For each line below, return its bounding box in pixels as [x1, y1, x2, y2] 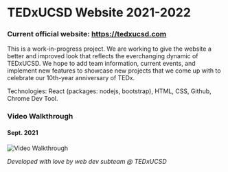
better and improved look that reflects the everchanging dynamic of [7, 52, 198, 60]
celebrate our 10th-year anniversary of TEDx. [7, 74, 135, 82]
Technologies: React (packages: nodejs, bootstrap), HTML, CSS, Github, [7, 87, 212, 95]
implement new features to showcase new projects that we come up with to [7, 66, 221, 75]
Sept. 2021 [7, 129, 39, 136]
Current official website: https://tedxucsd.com [7, 29, 167, 39]
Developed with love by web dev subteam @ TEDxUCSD [7, 157, 167, 165]
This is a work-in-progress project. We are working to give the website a [7, 45, 212, 53]
